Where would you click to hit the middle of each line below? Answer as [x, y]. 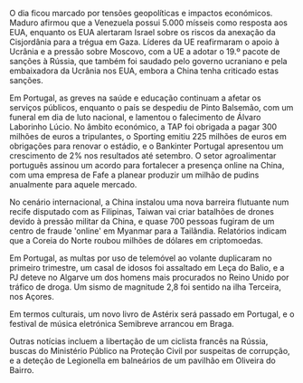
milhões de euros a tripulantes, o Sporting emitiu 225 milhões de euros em [148, 136]
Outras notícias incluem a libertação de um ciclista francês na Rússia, [139, 341]
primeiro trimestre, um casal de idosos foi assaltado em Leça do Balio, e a [147, 268]
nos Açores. [32, 297]
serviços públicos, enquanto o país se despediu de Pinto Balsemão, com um [151, 107]
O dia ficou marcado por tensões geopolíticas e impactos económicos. [141, 13]
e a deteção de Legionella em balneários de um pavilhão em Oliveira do [142, 360]
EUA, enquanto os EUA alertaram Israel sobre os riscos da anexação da [142, 32]
